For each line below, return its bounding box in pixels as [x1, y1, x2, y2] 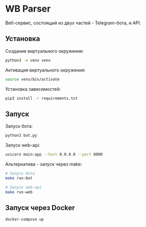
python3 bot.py [5, 133, 37, 138]
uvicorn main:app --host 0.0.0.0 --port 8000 [5, 152, 103, 157]
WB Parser [5, 3, 51, 15]
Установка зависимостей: [5, 86, 61, 92]
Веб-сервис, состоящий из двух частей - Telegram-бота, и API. [5, 20, 141, 26]
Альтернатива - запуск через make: [5, 161, 82, 167]
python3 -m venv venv [5, 58, 51, 63]
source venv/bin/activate [5, 77, 60, 82]
